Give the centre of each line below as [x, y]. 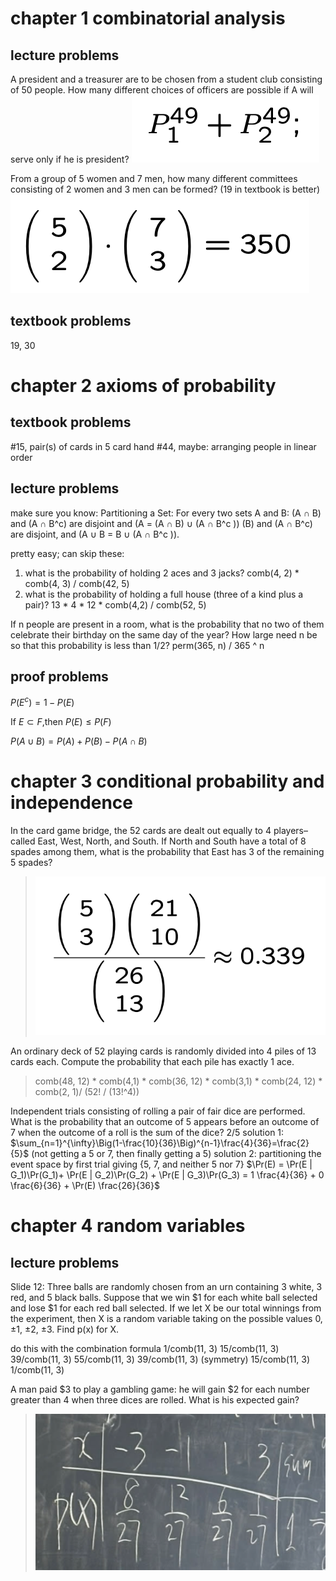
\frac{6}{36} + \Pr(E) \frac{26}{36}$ [85, 1186]
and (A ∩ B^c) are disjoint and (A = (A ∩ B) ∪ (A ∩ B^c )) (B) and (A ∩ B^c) [161, 523]
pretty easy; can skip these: [67, 553]
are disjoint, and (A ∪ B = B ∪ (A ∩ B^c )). [95, 534]
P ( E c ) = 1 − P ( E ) [42, 702]
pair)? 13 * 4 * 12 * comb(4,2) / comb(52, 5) [115, 604]
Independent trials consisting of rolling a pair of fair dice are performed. [158, 1111]
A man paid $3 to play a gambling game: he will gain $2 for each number [160, 1389]
